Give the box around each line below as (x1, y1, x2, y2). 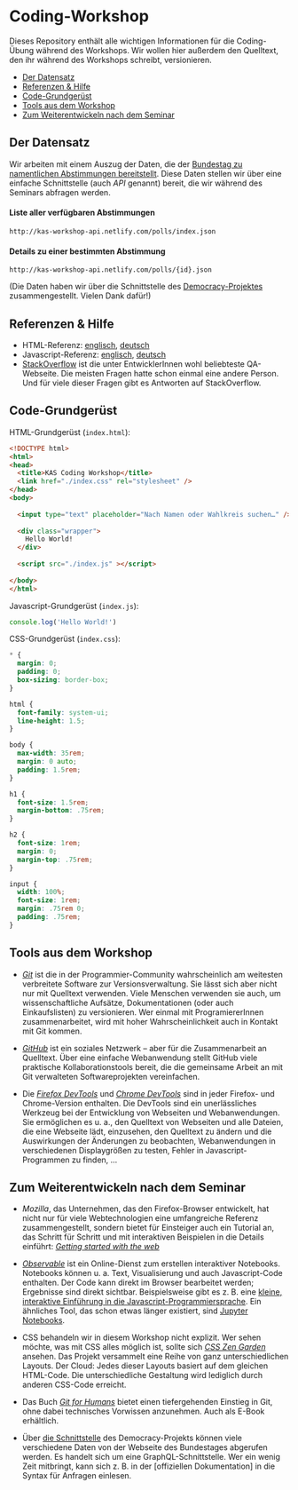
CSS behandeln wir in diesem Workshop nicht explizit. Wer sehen (21, 1332, 262, 1343)
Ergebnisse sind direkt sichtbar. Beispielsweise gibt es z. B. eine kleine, (21, 1287, 283, 1297)
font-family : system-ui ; (17, 708, 109, 717)
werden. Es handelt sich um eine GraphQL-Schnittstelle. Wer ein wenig (21, 1452, 281, 1462)
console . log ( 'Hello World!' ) (9, 617, 117, 627)
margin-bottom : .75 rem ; (17, 806, 105, 815)
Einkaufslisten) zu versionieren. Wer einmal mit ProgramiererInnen (21, 1006, 264, 1018)
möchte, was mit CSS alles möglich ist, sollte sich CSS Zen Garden (21, 1342, 266, 1352)
